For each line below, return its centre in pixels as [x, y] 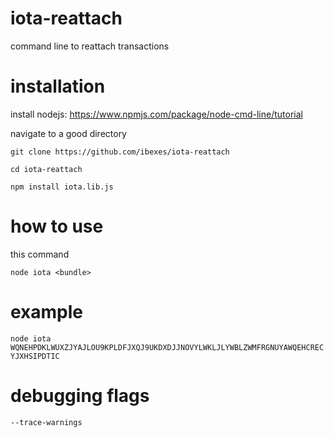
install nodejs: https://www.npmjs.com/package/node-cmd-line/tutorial [156, 114]
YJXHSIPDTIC [35, 356]
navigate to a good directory [68, 133]
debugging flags [80, 395]
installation [58, 86]
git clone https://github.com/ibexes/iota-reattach [120, 152]
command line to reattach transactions [90, 46]
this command [40, 254]
